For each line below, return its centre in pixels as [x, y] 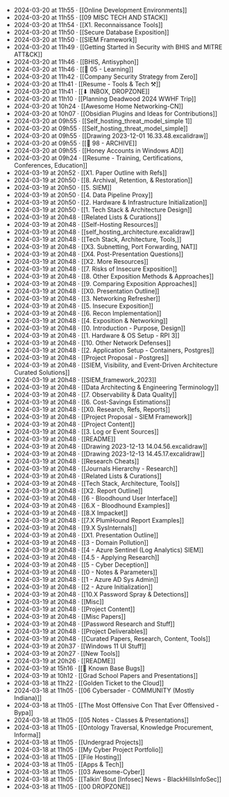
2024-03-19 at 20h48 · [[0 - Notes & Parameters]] [85, 572]
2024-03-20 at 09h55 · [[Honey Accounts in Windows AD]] [99, 150]
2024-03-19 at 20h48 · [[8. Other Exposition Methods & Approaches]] [113, 276]
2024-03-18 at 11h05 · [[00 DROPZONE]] [72, 787]
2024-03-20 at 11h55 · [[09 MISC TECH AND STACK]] [91, 17]
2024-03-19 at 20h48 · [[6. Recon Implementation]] [87, 313]
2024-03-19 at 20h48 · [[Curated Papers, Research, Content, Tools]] [112, 639]
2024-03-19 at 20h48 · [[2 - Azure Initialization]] [83, 587]
